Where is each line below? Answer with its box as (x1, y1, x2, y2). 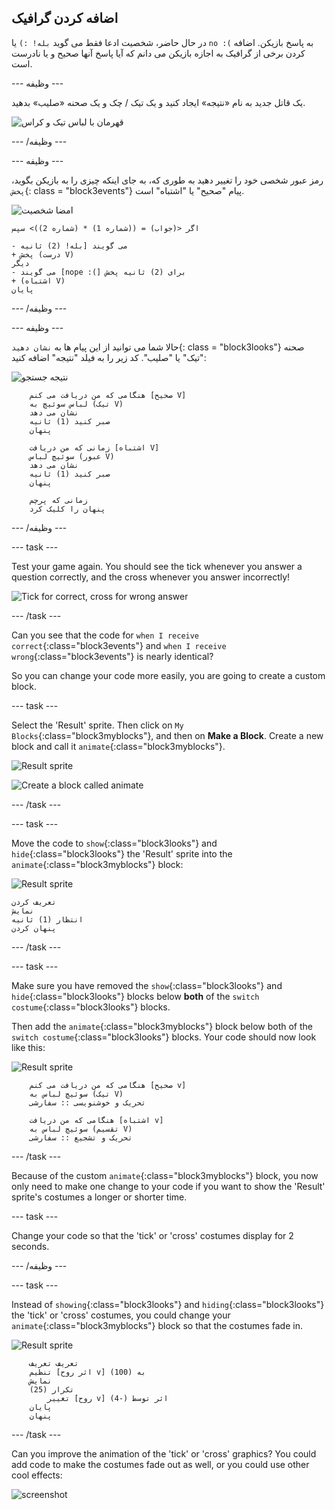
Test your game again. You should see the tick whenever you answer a (11, 560, 303, 572)
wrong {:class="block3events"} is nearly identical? (11, 650, 214, 662)
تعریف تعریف (29, 1358, 79, 1368)
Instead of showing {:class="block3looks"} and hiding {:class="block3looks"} (11, 1298, 325, 1310)
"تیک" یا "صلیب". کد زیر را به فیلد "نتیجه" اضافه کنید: (11, 351, 207, 363)
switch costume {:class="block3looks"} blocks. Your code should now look (11, 1031, 317, 1043)
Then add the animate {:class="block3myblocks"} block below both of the (11, 1020, 314, 1032)
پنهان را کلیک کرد (29, 504, 106, 514)
